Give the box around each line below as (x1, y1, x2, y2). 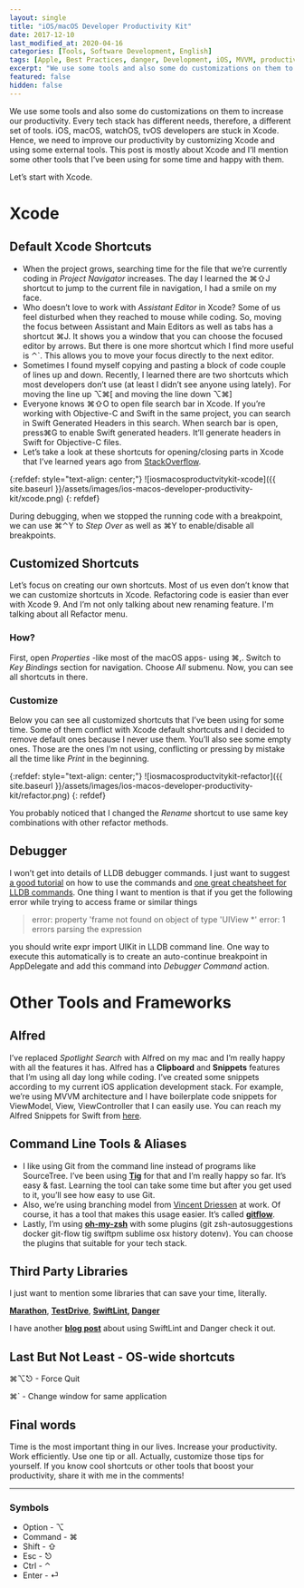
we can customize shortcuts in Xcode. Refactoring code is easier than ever (9, 589, 290, 600)
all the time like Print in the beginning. (9, 754, 149, 765)
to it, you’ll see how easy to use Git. (22, 1189, 156, 1200)
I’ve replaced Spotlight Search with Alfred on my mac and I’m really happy (9, 1052, 286, 1063)
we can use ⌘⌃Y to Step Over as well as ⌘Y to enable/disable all (9, 520, 255, 531)
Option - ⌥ (22, 1522, 65, 1533)
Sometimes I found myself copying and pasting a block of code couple (22, 359, 287, 370)
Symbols (9, 1502, 50, 1515)
